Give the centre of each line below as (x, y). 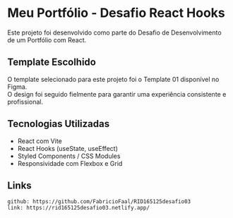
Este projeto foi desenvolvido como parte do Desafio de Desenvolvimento (114, 32)
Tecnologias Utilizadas (59, 124)
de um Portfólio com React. (47, 40)
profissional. (25, 102)
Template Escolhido (52, 62)
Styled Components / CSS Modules (69, 156)
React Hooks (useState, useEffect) (67, 148)
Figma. (17, 87)
